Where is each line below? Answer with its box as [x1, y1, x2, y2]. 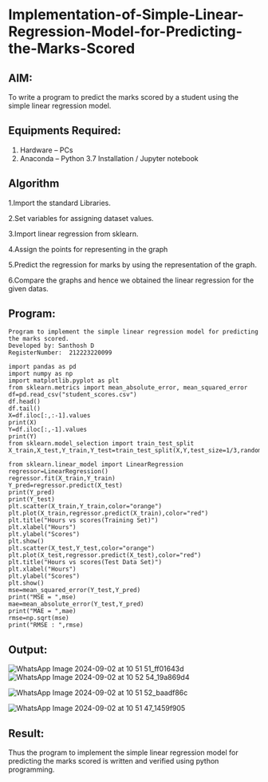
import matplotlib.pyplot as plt [8, 377, 120, 385]
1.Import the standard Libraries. [8, 198, 112, 207]
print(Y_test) [8, 496, 56, 504]
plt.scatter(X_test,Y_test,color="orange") [8, 544, 156, 552]
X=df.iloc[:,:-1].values [8, 412, 91, 420]
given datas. [8, 283, 49, 293]
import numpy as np [8, 369, 73, 378]
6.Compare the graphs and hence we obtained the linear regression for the [8, 275, 254, 285]
